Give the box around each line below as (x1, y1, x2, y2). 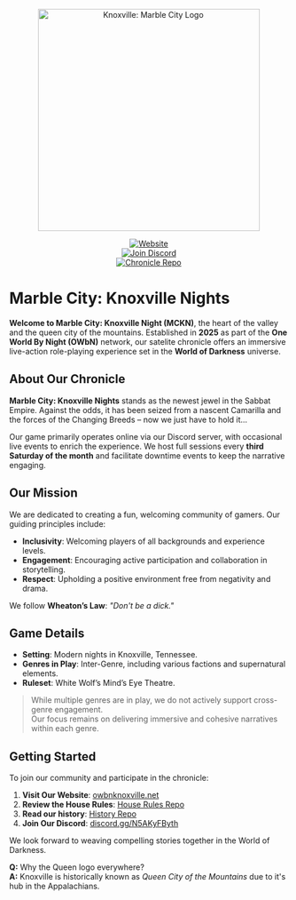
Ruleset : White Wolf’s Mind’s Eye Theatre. (21, 678, 175, 689)
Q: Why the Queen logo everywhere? (9, 862, 144, 872)
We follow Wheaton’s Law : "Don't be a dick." (9, 600, 175, 610)
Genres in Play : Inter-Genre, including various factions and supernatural (21, 658, 286, 670)
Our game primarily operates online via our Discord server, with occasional (9, 431, 283, 442)
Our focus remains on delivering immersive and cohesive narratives (30, 713, 278, 724)
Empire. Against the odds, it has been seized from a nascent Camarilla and (9, 404, 282, 415)
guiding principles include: (9, 518, 106, 529)
